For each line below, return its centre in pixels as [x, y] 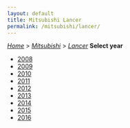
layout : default [30, 13]
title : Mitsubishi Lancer [44, 20]
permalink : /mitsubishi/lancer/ [54, 26]
